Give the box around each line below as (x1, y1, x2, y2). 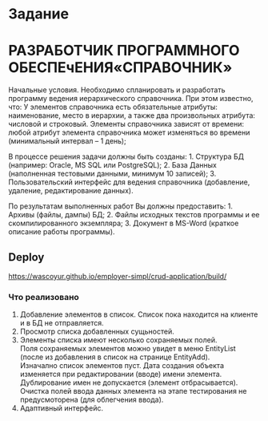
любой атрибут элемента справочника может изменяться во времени (8, 128, 250, 137)
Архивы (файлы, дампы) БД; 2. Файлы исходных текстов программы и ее (8, 210, 260, 220)
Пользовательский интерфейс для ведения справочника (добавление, (8, 177, 250, 187)
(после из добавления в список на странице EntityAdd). (19, 352, 210, 362)
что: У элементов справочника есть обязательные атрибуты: (8, 102, 218, 112)
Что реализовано (8, 291, 80, 302)
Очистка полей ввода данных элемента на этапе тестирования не (19, 387, 247, 396)
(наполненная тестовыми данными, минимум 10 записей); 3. (8, 169, 217, 179)
